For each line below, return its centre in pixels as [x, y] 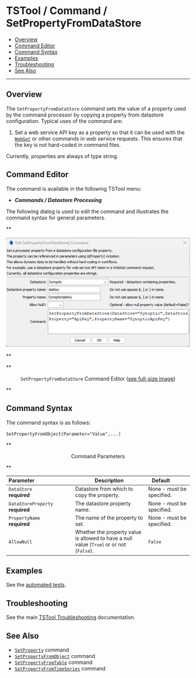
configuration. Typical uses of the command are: [64, 121]
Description [109, 481]
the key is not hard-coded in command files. [68, 145]
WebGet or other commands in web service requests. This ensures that [98, 138]
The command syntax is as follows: [48, 422]
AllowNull [20, 542]
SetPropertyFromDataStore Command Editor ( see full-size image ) [98, 378]
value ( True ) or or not [101, 545]
